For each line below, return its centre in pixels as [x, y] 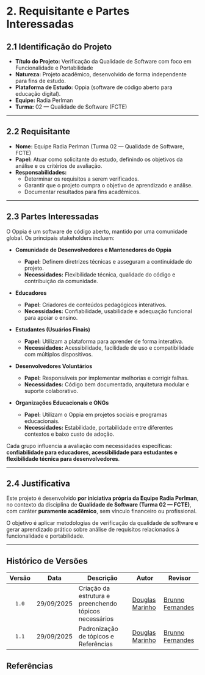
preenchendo [98, 604]
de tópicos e [96, 637]
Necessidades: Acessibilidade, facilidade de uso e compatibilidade [109, 348]
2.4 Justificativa [38, 484]
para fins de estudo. [40, 81]
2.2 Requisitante [38, 132]
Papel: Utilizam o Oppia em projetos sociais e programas [96, 414]
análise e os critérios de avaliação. [59, 165]
